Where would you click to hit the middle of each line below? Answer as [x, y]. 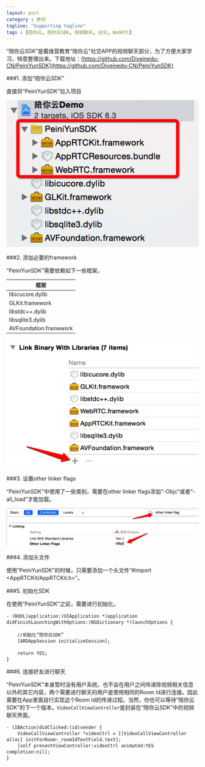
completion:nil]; [28, 752]
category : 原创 [26, 19]
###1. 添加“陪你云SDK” [35, 78]
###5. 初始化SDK [28, 591]
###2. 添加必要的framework [42, 258]
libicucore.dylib [28, 294]
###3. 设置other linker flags [41, 478]
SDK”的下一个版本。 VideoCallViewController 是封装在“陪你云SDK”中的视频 [100, 708]
